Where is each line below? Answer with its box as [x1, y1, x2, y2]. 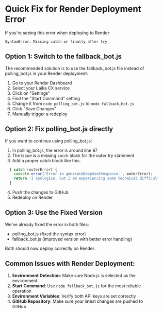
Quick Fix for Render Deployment [5, 3, 142, 15]
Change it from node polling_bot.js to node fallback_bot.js [12, 101, 134, 106]
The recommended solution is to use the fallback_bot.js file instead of [5, 65, 145, 71]
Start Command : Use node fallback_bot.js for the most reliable [12, 283, 141, 289]
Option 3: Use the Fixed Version [5, 209, 103, 217]
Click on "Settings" [12, 90, 50, 96]
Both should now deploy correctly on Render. [5, 245, 96, 251]
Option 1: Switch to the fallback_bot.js [5, 52, 122, 61]
